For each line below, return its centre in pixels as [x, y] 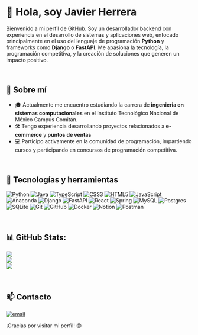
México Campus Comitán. [46, 119]
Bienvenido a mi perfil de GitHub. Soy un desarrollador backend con [89, 28]
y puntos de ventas [67, 134]
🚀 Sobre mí [26, 90]
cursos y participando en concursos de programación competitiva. [96, 150]
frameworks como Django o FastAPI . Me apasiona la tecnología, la [88, 47]
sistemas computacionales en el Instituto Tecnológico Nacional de [97, 113]
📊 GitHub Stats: [36, 237]
